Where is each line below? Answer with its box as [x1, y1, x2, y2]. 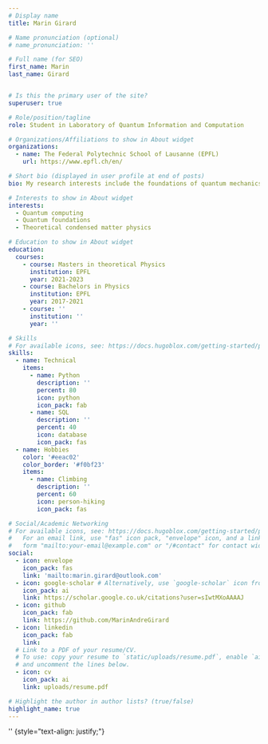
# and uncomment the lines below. [15, 661, 130, 669]
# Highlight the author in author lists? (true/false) [8, 697, 195, 706]
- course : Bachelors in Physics [22, 283, 130, 291]
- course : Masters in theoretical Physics [22, 261, 166, 269]
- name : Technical [15, 356, 77, 364]
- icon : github [15, 601, 66, 610]
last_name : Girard [8, 70, 69, 78]
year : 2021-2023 [29, 275, 84, 284]
